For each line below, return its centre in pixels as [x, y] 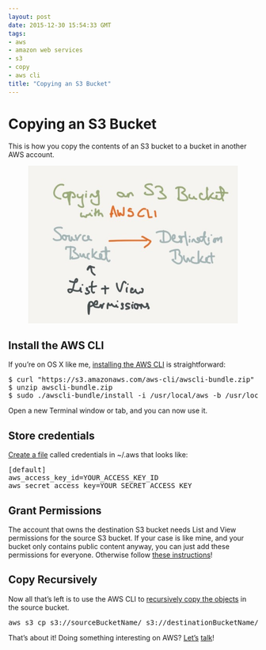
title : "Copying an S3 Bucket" [60, 83]
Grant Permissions [55, 511]
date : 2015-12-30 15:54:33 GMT [60, 25]
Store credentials [51, 435]
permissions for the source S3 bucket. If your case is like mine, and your [126, 538]
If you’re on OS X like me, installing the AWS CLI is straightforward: [117, 364]
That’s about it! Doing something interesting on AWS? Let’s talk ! [112, 637]
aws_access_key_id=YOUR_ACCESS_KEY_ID [84, 478]
